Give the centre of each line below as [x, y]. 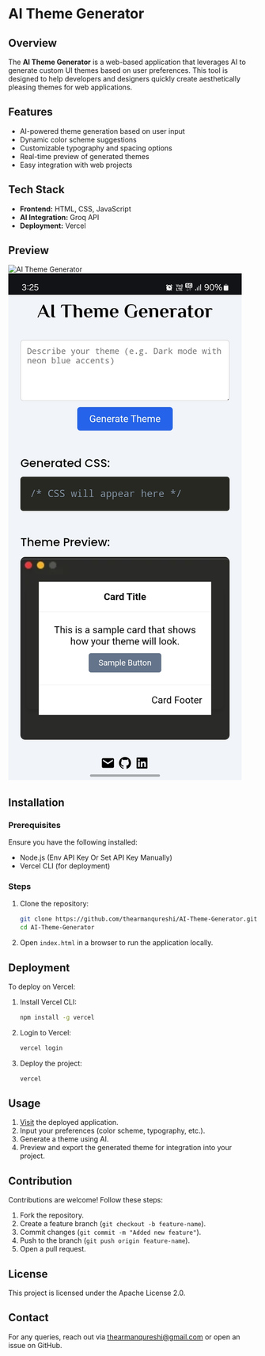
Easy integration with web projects [76, 165]
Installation [36, 802]
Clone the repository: [54, 904]
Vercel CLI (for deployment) [65, 866]
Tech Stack [36, 190]
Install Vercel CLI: [48, 1001]
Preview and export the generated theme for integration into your [126, 1148]
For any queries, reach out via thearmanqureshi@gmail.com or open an [124, 1337]
